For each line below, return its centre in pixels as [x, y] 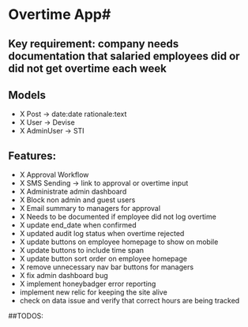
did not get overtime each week [88, 68]
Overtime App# [60, 15]
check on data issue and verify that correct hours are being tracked [130, 301]
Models [27, 95]
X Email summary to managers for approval [90, 209]
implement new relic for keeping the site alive [93, 292]
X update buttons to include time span [82, 250]
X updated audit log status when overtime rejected [102, 234]
